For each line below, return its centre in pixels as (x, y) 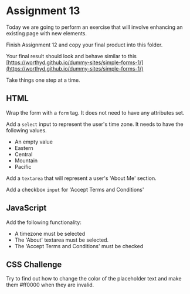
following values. (26, 130)
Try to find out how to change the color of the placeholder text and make (94, 279)
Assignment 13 (43, 11)
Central (23, 154)
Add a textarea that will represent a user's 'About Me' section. (81, 178)
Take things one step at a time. (43, 80)
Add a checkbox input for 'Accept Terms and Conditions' (75, 189)
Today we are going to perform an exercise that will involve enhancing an (94, 27)
